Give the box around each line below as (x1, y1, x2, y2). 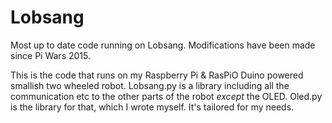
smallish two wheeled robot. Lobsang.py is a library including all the (10, 79, 290, 91)
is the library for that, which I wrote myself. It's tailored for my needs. (10, 101, 295, 113)
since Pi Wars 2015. (10, 49, 91, 61)
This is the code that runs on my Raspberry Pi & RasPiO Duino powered (10, 69, 304, 81)
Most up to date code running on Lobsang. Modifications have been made (10, 39, 316, 51)
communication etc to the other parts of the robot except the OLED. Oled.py (10, 90, 323, 102)
